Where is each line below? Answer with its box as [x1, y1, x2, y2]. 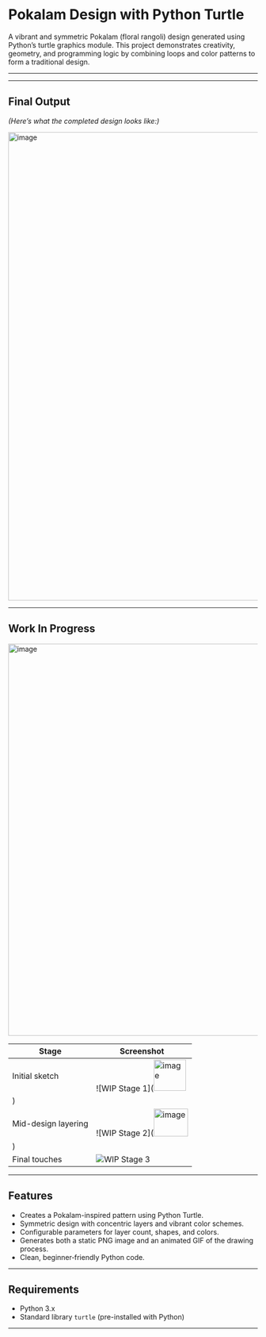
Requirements [8, 1282, 79, 1296]
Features [8, 1189, 53, 1203]
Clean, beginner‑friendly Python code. [19, 1252, 145, 1262]
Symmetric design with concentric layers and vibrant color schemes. [19, 1219, 244, 1228]
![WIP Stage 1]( [96, 1082, 154, 1093]
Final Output [8, 95, 70, 109]
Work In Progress [8, 622, 96, 636]
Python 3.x [19, 1304, 55, 1313]
